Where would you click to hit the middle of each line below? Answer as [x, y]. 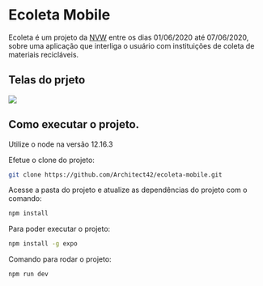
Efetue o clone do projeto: [52, 160]
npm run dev [28, 274]
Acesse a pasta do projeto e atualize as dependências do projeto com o [128, 190]
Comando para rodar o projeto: [60, 259]
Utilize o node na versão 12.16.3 [61, 144]
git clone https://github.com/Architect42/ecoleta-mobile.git [115, 175]
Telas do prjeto [47, 80]
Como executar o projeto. [74, 124]
